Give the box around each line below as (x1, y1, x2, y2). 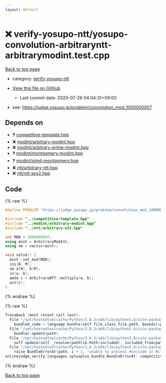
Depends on (5, 118, 43, 127)
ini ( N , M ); (9, 262, 32, 267)
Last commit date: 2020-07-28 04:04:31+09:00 (19, 95, 117, 101)
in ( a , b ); (9, 271, 30, 276)
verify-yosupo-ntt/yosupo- (13, 28, 128, 39)
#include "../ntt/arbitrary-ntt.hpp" (5, 225, 83, 231)
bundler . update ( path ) (14, 331, 58, 336)
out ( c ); (9, 280, 26, 285)
